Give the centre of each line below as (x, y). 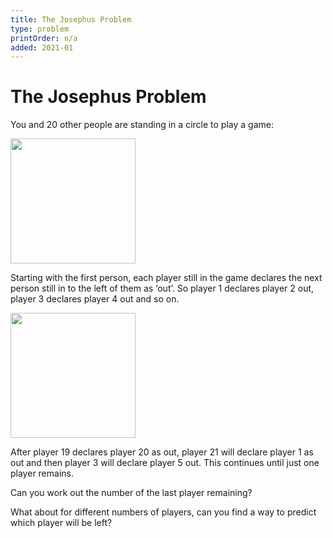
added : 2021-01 (42, 47)
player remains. (42, 473)
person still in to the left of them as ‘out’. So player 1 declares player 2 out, (162, 288)
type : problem (40, 29)
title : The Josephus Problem (71, 19)
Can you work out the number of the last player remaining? (131, 493)
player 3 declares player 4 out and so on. (95, 299)
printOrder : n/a (44, 38)
